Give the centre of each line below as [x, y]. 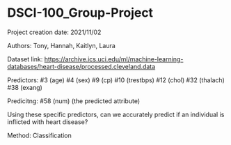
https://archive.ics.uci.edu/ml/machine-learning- [114, 59]
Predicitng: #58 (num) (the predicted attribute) [74, 101]
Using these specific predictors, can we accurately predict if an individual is [116, 114]
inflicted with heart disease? [48, 122]
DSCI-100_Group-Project [80, 13]
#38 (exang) [25, 87]
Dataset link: [25, 59]
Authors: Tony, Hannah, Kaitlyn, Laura [62, 45]
